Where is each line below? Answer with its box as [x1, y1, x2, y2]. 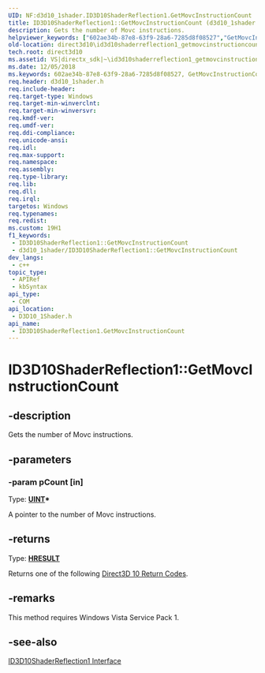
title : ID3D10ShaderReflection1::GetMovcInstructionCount [8, 19, 203, 27]
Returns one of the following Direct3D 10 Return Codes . [8, 569, 188, 578]
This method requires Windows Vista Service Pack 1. [8, 612, 180, 622]
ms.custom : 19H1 [8, 224, 62, 233]
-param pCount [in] [8, 477, 84, 488]
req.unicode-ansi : [8, 136, 69, 144]
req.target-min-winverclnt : [8, 99, 101, 107]
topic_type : [8, 268, 47, 276]
